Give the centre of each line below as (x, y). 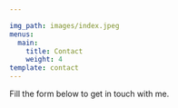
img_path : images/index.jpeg (64, 25)
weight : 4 (44, 60)
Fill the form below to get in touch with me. (89, 93)
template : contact (44, 68)
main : (28, 43)
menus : (22, 34)
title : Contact (54, 51)
